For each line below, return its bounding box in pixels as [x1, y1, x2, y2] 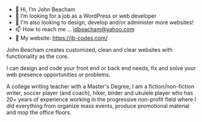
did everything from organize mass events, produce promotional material [6, 102, 190, 109]
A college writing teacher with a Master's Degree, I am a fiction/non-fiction [6, 83, 195, 90]
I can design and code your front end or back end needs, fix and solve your [6, 65, 197, 71]
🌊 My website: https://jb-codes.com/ [15, 34, 108, 41]
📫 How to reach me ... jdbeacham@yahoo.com [15, 26, 135, 33]
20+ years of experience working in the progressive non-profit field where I [6, 96, 197, 103]
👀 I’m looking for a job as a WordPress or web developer [15, 12, 157, 20]
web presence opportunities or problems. [6, 71, 111, 78]
